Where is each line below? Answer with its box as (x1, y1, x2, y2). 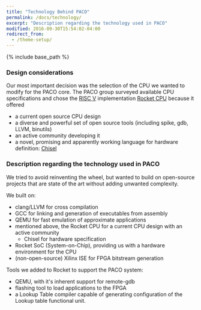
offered (6, 101, 25, 108)
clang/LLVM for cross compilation (14, 203, 99, 211)
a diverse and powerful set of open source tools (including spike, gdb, (14, 119, 188, 126)
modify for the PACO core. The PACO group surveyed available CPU (6, 88, 175, 96)
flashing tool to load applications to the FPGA (14, 284, 127, 291)
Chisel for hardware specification (23, 235, 106, 243)
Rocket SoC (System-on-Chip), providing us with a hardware (14, 241, 165, 249)
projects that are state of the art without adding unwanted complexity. (6, 180, 179, 187)
